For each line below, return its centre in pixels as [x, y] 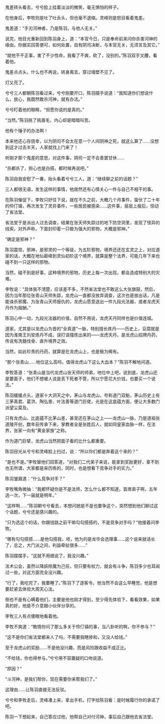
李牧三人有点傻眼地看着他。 [33, 616]
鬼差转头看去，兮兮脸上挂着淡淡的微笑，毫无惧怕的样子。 [63, 7]
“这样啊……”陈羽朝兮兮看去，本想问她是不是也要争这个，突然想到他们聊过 [79, 506]
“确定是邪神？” [20, 239]
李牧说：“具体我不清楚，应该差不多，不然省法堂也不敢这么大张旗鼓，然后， [82, 289]
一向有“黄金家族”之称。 [46, 430]
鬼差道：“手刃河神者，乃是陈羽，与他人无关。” [51, 28]
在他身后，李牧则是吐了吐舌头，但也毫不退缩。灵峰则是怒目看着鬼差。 [76, 18]
